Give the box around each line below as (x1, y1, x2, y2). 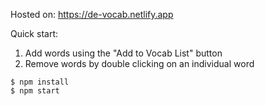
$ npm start (10, 86, 60, 96)
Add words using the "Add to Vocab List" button (24, 47, 223, 59)
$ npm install (10, 77, 70, 87)
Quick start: (10, 28, 58, 39)
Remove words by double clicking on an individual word (24, 58, 255, 69)
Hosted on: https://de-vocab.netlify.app (10, 9, 174, 20)
